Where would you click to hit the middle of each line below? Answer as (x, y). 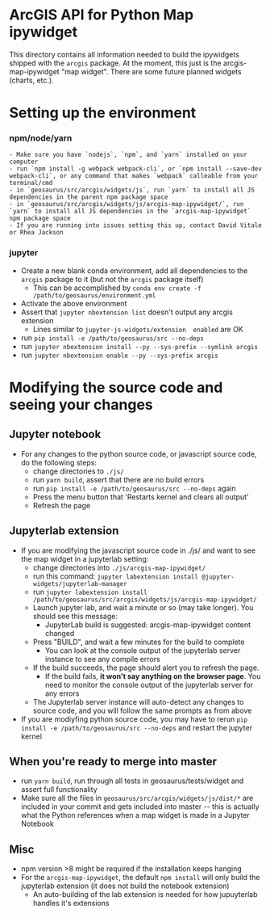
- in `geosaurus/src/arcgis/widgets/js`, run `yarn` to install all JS (132, 190)
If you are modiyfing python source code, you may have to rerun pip (134, 719)
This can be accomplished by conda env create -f (117, 288)
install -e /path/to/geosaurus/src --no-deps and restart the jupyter (137, 727)
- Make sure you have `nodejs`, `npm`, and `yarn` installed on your (129, 155)
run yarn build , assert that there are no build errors (118, 479)
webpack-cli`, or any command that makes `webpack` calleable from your (134, 176)
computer (24, 162)
